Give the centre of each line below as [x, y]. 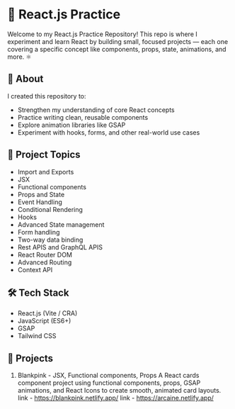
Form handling [39, 232]
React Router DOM [45, 254]
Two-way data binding [50, 240]
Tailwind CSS [37, 336]
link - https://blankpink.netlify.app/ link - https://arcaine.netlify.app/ [116, 398]
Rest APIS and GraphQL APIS [60, 247]
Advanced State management [61, 224]
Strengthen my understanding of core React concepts [96, 110]
